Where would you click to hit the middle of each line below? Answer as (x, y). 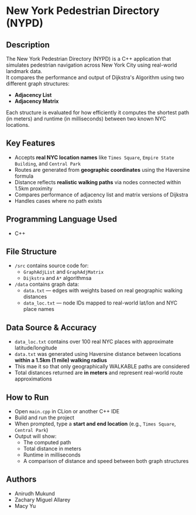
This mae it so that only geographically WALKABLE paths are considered (102, 367)
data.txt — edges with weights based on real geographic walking (103, 291)
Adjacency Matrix (37, 101)
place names (39, 309)
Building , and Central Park (47, 163)
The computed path (47, 443)
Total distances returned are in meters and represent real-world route (99, 373)
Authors (21, 480)
